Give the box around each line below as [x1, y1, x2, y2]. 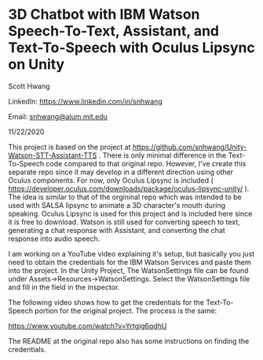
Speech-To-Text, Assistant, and [8, 22, 220, 40]
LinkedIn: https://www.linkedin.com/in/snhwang [8, 96, 163, 106]
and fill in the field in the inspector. [8, 282, 120, 292]
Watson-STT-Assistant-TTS [8, 151, 97, 160]
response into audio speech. [8, 234, 100, 243]
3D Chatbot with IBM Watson [8, 5, 200, 24]
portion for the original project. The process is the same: [35, 306, 217, 315]
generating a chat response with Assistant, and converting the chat [8, 225, 225, 235]
